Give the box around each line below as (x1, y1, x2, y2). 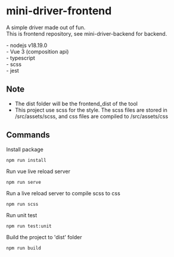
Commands (6, 130, 51, 140)
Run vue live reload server (6, 168, 70, 175)
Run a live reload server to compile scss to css (6, 189, 120, 197)
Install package (6, 146, 44, 153)
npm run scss (6, 201, 39, 207)
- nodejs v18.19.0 (6, 42, 48, 49)
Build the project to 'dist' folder (6, 233, 82, 240)
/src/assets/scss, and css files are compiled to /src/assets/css (14, 112, 169, 120)
